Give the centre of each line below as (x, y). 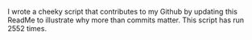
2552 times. (27, 28)
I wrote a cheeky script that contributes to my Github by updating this (123, 12)
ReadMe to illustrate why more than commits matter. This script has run (126, 20)
